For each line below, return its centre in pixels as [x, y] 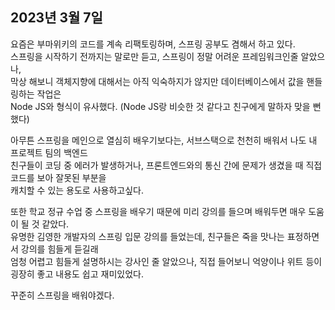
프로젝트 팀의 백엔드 [49, 152]
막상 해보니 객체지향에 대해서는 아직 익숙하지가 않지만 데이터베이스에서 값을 [157, 81]
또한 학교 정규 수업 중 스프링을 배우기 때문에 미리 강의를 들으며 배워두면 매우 [158, 211]
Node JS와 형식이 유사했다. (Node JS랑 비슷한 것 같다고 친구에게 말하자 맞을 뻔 [166, 106]
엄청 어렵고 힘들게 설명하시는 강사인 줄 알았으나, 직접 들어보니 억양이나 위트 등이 [166, 261]
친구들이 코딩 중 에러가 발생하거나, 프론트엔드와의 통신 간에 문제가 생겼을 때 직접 [166, 165]
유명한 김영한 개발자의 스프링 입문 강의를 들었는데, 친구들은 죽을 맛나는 [147, 236]
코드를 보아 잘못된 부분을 [58, 177]
